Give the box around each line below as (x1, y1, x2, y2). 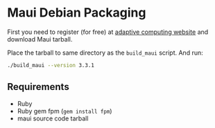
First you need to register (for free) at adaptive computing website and (7, 28, 209, 36)
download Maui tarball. (7, 35, 73, 43)
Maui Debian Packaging (7, 5, 146, 21)
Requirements (7, 81, 69, 93)
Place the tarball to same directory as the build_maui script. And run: (7, 48, 203, 57)
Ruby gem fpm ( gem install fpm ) (17, 107, 112, 115)
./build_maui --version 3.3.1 (7, 62, 95, 68)
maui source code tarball (17, 114, 89, 122)
